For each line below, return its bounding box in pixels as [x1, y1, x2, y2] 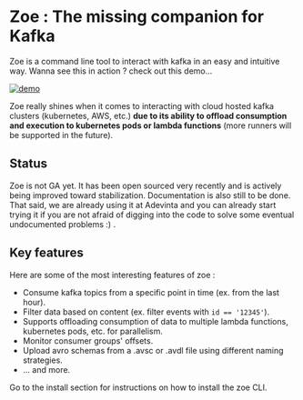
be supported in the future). [9, 129, 114, 140]
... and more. [22, 364, 71, 375]
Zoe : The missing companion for [9, 6, 265, 27]
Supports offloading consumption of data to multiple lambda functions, [22, 315, 288, 326]
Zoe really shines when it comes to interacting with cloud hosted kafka [9, 100, 275, 111]
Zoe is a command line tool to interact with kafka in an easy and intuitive [9, 55, 280, 66]
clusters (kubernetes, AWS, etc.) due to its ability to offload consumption [9, 110, 288, 121]
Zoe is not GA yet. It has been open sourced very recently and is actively [9, 180, 282, 191]
